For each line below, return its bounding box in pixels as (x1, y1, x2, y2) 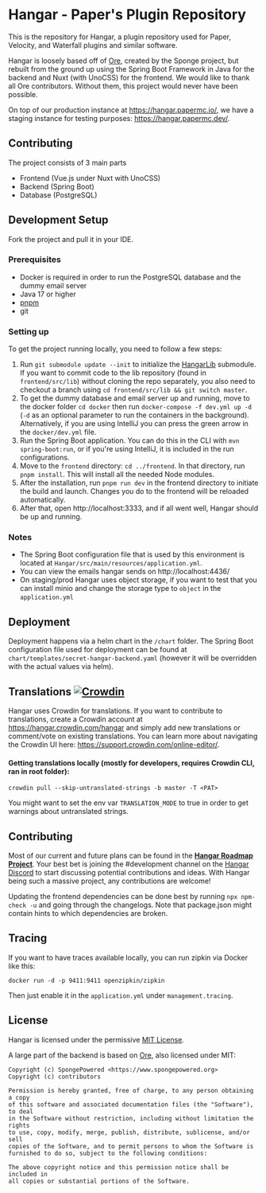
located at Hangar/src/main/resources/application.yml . (19, 558, 202, 568)
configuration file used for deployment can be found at (8, 645, 188, 655)
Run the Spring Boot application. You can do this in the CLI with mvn (19, 436, 240, 445)
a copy (8, 1093, 30, 1101)
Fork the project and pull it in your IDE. (8, 234, 133, 244)
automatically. (19, 495, 66, 505)
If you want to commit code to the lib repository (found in (19, 368, 206, 377)
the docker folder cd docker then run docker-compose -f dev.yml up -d (19, 402, 253, 412)
